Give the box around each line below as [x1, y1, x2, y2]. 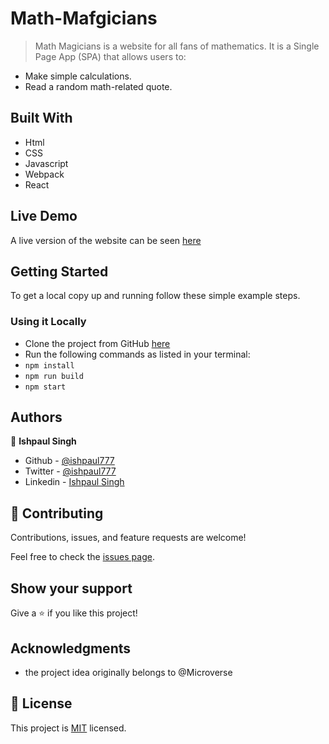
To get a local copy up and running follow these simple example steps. [10, 290, 301, 302]
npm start [24, 382, 67, 392]
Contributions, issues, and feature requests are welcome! [10, 532, 247, 544]
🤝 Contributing [10, 505, 104, 522]
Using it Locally [10, 315, 87, 329]
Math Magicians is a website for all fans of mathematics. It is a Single [34, 40, 320, 52]
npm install [24, 360, 75, 371]
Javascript [24, 157, 69, 169]
